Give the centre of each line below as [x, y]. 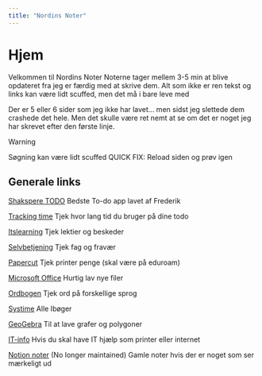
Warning [22, 141]
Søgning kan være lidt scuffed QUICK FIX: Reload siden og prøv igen [120, 157]
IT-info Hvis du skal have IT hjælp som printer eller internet [104, 339]
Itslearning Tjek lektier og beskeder [66, 232]
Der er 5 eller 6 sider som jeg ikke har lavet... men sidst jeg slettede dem [126, 109]
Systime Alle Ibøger [40, 309]
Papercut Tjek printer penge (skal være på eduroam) [94, 262]
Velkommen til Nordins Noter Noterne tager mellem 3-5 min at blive [118, 77]
